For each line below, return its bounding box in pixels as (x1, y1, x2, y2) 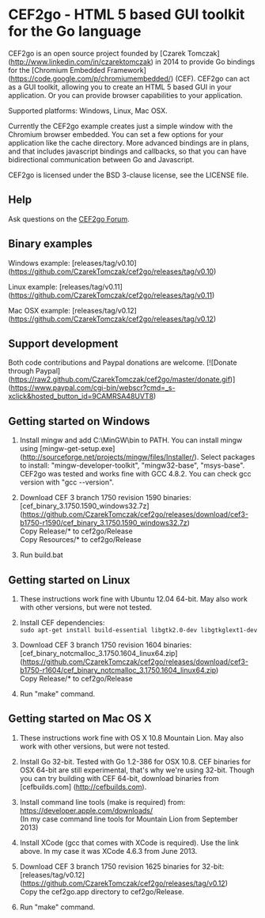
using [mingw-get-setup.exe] (19, 444, 115, 453)
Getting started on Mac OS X (8, 712, 152, 726)
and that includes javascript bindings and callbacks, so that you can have (8, 146, 247, 156)
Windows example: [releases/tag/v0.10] (8, 258, 137, 267)
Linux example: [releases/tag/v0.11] (8, 282, 123, 291)
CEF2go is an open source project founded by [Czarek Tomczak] (8, 48, 220, 58)
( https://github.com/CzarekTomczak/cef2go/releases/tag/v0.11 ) (8, 290, 215, 300)
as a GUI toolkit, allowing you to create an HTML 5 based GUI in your (8, 82, 232, 92)
